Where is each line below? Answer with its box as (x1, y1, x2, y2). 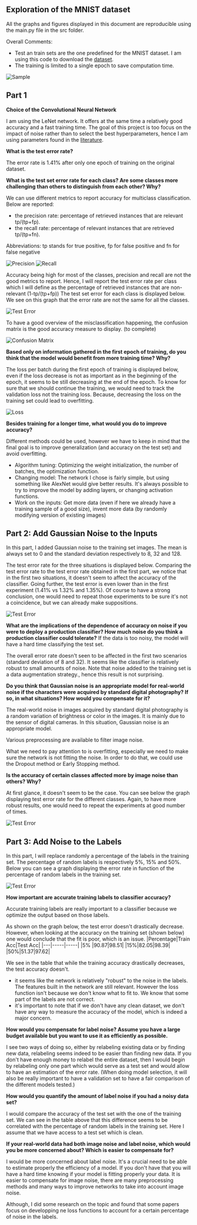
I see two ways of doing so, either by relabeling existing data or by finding (6, 1044, 185, 1051)
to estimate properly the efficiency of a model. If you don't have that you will (6, 1164, 191, 1171)
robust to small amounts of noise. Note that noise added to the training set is (6, 665, 192, 672)
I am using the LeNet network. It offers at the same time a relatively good (6, 117, 183, 124)
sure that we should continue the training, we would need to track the (6, 384, 175, 391)
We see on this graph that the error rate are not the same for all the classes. (6, 296, 189, 303)
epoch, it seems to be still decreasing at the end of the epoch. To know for (6, 378, 186, 385)
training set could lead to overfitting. (6, 397, 94, 404)
